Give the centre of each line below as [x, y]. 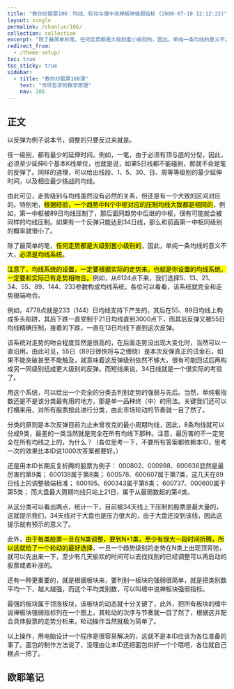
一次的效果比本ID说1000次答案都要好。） [65, 451]
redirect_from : [29, 46]
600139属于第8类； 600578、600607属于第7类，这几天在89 [136, 474]
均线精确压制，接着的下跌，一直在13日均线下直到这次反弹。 [93, 327]
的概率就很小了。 [32, 231]
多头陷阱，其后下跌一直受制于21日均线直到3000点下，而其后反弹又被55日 [119, 319]
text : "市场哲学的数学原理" [56, 85]
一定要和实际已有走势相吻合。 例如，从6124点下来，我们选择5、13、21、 [111, 277]
